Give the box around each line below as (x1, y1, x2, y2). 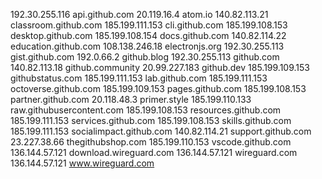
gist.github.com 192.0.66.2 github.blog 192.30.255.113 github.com (10, 51, 280, 63)
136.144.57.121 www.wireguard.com (10, 157, 155, 169)
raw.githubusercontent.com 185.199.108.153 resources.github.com (10, 104, 282, 116)
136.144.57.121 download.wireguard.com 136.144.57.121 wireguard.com (10, 147, 298, 158)
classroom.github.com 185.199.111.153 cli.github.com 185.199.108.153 (10, 19, 288, 31)
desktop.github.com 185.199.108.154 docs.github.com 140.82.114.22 (10, 30, 287, 41)
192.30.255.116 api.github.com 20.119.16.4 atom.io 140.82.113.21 (10, 9, 269, 20)
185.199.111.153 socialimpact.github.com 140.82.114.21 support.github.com (10, 125, 312, 137)
